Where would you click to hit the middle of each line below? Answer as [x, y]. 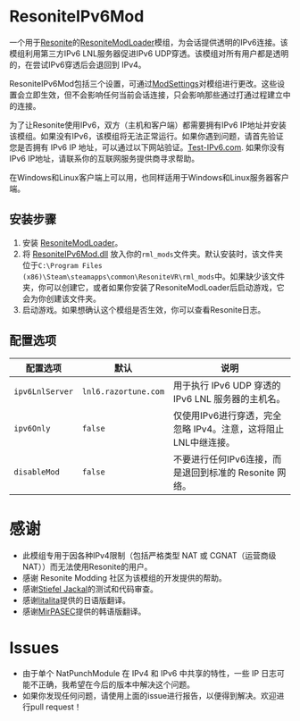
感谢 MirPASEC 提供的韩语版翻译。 [84, 611]
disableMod [37, 472]
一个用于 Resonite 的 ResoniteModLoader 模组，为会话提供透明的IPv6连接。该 [149, 42]
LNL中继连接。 [204, 442]
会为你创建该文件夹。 [61, 298]
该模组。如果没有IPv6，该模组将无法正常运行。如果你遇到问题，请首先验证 [146, 136]
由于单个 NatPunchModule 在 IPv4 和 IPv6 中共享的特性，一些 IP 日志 [150, 674]
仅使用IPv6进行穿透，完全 [227, 415]
